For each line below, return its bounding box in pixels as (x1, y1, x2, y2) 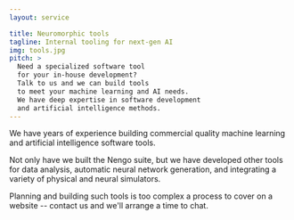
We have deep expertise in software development (17, 95, 201, 104)
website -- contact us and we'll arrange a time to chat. (9, 200, 209, 211)
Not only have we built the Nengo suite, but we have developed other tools (9, 155, 283, 166)
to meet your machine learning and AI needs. (17, 86, 190, 96)
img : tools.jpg (9, 45, 66, 54)
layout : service (9, 12, 69, 22)
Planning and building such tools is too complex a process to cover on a (9, 191, 274, 201)
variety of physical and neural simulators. (9, 174, 161, 184)
